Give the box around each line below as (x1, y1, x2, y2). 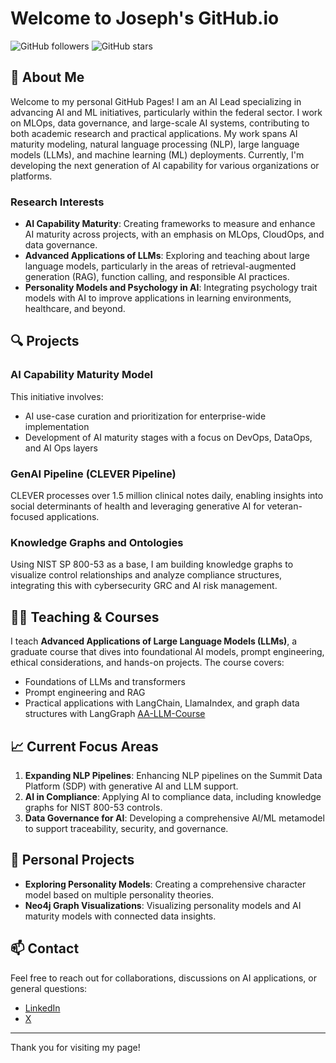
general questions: (10, 982, 88, 994)
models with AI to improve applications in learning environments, (24, 292, 292, 304)
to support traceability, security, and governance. (24, 822, 229, 834)
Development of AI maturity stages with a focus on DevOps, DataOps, (24, 431, 313, 443)
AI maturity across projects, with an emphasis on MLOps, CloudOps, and (24, 228, 325, 241)
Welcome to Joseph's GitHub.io (10, 7, 280, 30)
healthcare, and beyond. (24, 303, 126, 315)
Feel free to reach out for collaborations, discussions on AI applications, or (10, 972, 317, 984)
